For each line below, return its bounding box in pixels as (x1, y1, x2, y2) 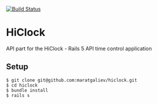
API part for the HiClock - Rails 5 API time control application (6, 45, 152, 52)
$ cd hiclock (6, 82, 38, 88)
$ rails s (6, 92, 30, 98)
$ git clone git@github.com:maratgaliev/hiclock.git (6, 77, 138, 83)
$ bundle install (6, 87, 49, 93)
